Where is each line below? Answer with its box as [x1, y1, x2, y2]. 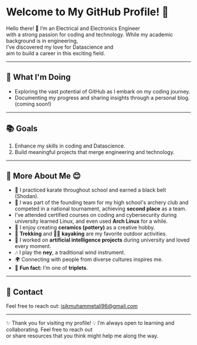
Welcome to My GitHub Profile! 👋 [6, 5, 169, 19]
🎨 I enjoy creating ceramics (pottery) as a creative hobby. [14, 224, 155, 231]
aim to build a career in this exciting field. [6, 49, 106, 56]
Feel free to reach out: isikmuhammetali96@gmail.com [6, 303, 138, 310]
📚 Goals [6, 123, 38, 134]
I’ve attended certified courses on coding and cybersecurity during [14, 212, 177, 219]
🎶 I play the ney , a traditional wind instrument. [14, 249, 125, 256]
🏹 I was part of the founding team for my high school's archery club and [14, 199, 189, 206]
